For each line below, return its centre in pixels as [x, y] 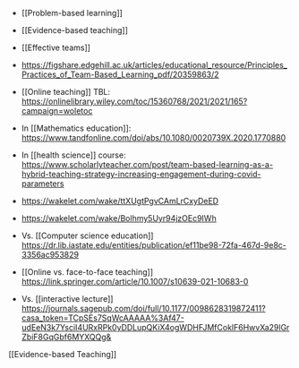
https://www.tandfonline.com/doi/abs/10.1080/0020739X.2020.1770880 [154, 137]
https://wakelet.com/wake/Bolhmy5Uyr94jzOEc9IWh [119, 218]
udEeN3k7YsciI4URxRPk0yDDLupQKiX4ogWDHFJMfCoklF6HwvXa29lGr [155, 327]
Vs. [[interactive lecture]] [67, 299]
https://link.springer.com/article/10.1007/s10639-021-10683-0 [135, 282]
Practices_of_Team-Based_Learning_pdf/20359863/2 [120, 74]
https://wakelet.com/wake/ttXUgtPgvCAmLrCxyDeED [120, 201]
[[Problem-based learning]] [72, 13]
